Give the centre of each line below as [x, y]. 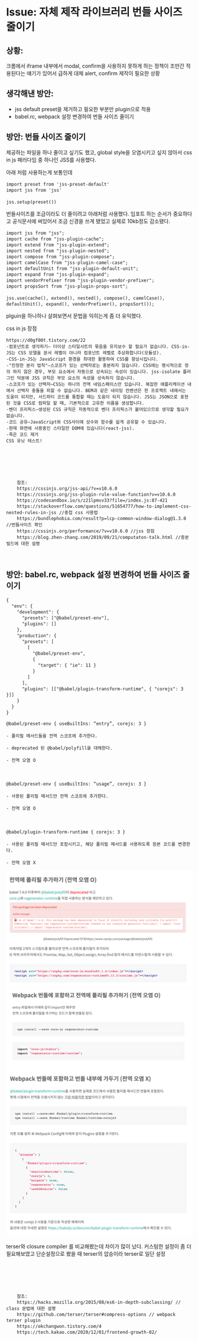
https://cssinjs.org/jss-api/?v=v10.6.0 [67, 489]
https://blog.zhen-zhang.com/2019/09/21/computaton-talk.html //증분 [103, 537]
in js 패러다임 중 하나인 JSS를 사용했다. [51, 160]
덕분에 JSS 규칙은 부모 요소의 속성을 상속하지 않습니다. [76, 378]
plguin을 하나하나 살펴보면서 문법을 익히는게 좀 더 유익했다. [74, 316]
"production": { [37, 636]
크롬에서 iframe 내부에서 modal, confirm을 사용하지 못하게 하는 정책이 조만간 [95, 66]
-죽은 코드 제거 [22, 434]
